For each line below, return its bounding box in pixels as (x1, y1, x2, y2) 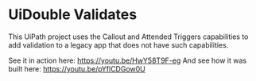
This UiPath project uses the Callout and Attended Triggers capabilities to (8, 32, 249, 41)
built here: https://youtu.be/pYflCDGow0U (8, 64, 145, 73)
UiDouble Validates (8, 6, 138, 24)
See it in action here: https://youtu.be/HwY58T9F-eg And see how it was (8, 56, 247, 65)
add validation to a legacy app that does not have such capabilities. (8, 40, 229, 49)
